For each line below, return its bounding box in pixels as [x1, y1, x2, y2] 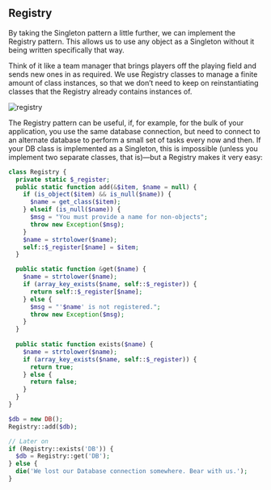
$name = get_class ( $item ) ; [29, 198, 121, 206]
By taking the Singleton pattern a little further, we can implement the [8, 27, 236, 37]
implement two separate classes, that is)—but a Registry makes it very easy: [8, 152, 263, 162]
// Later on [8, 437, 49, 446]
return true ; [29, 363, 74, 371]
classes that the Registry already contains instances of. [8, 87, 193, 96]
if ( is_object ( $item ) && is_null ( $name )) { [23, 190, 172, 199]
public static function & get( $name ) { [15, 265, 147, 273]
